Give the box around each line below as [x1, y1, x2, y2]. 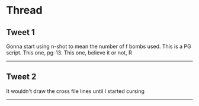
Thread [6, 4, 43, 17]
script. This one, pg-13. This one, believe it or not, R [6, 49, 132, 56]
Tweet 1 [6, 27, 36, 37]
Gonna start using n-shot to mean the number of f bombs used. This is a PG [6, 43, 191, 50]
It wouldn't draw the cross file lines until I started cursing [6, 87, 145, 95]
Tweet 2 [6, 72, 37, 82]
